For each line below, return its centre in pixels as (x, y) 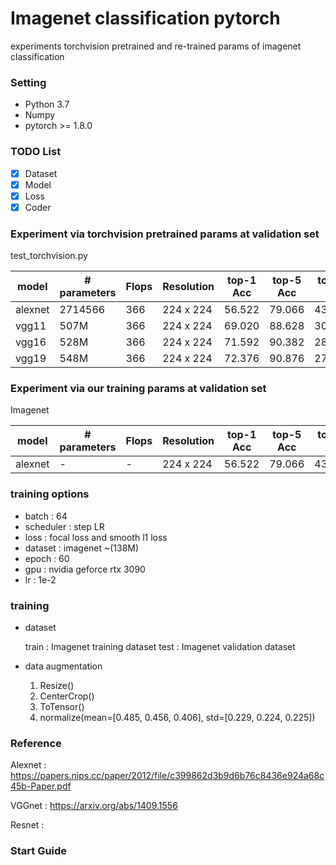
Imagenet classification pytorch (145, 18)
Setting (28, 82)
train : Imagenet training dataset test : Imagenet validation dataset (160, 646)
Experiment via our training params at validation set (138, 388)
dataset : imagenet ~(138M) (82, 548)
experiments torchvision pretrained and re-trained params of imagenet (156, 46)
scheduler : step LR (64, 526)
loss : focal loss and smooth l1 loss (96, 537)
